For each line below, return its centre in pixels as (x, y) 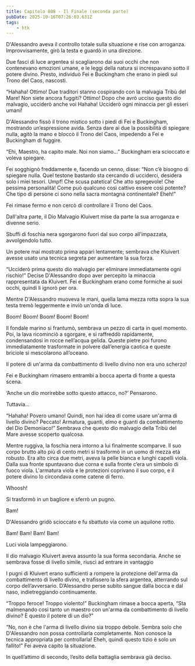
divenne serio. (23, 223)
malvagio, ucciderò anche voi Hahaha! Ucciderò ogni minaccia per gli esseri (97, 104)
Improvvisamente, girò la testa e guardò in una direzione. (74, 51)
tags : (13, 22)
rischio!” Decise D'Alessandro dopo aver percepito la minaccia (81, 276)
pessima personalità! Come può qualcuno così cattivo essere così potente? (96, 188)
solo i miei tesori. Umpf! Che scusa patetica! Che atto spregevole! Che (90, 182)
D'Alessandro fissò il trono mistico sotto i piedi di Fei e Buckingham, (87, 122)
